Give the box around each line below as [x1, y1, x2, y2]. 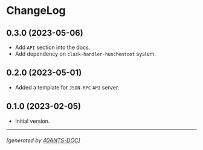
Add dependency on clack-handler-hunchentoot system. [14, 50, 156, 57]
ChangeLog [6, 4, 66, 18]
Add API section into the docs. [14, 44, 91, 51]
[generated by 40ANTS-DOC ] [6, 137, 80, 144]
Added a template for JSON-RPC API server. [14, 83, 120, 91]
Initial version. [14, 117, 50, 125]
